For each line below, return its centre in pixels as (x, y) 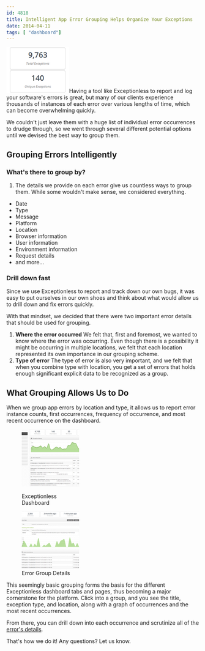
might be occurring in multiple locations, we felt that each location (99, 348)
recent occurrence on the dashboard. (54, 421)
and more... (30, 262)
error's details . (25, 630)
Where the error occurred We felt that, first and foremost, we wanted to (106, 335)
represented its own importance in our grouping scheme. (87, 354)
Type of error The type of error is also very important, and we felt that (104, 360)
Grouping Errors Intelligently (62, 154)
